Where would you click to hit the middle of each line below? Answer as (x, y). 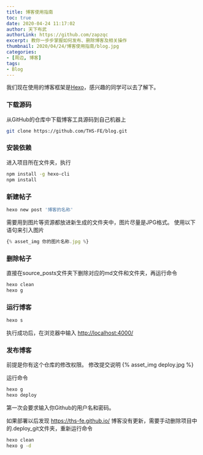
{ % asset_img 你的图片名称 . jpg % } (48, 241)
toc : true (19, 18)
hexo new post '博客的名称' (40, 209)
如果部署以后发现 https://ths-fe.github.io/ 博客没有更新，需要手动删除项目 (99, 421)
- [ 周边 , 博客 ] (24, 58)
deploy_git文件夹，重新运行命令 (53, 428)
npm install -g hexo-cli (38, 174)
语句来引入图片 (25, 230)
